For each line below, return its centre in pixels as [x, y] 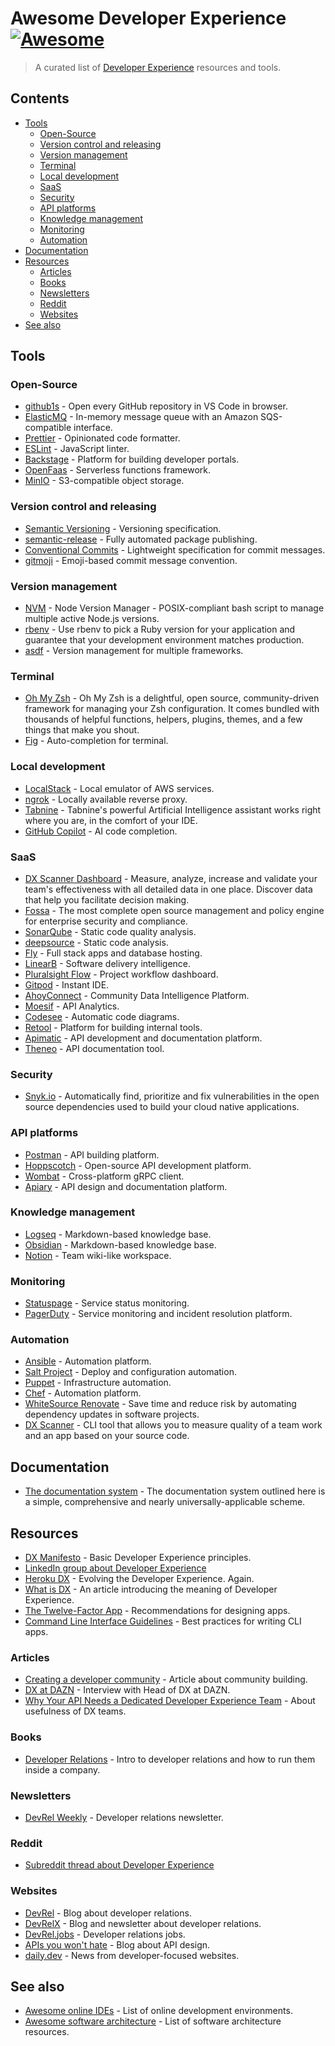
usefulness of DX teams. [75, 1711]
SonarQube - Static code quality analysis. [110, 931]
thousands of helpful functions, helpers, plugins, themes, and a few [163, 719]
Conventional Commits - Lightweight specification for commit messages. [175, 549]
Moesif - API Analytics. [72, 1006]
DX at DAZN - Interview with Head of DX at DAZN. [127, 1690]
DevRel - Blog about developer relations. [108, 1913]
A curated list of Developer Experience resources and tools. [158, 67]
